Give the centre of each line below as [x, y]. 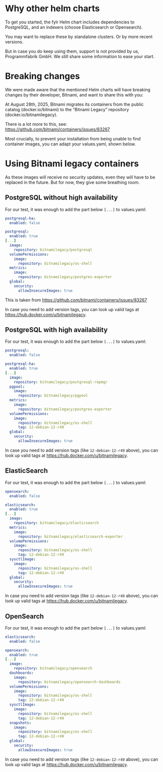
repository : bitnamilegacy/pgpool [53, 396]
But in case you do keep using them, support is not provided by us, [72, 51]
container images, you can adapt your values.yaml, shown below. [71, 144]
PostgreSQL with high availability [56, 330]
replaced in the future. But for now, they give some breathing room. [72, 182]
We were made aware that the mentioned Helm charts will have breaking [78, 89]
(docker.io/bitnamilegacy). [31, 115]
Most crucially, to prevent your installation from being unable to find [73, 139]
